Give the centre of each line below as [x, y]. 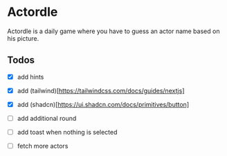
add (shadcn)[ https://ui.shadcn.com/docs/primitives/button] [103, 104]
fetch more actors [43, 146]
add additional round [47, 118]
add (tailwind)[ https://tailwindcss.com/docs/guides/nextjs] [101, 90]
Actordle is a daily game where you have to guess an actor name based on [113, 31]
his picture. [23, 38]
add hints [30, 77]
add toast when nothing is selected [67, 132]
